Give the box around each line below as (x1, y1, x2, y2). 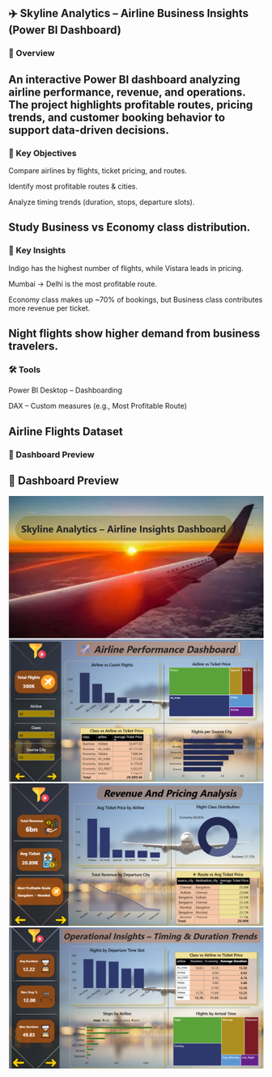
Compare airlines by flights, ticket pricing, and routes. (8, 166, 188, 176)
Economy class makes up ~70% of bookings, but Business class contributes (8, 295, 263, 304)
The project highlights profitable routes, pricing (8, 98, 253, 112)
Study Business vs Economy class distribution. (8, 221, 251, 235)
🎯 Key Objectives (8, 147, 77, 159)
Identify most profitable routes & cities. (8, 181, 138, 191)
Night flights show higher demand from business (8, 327, 261, 341)
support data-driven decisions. (8, 123, 170, 137)
